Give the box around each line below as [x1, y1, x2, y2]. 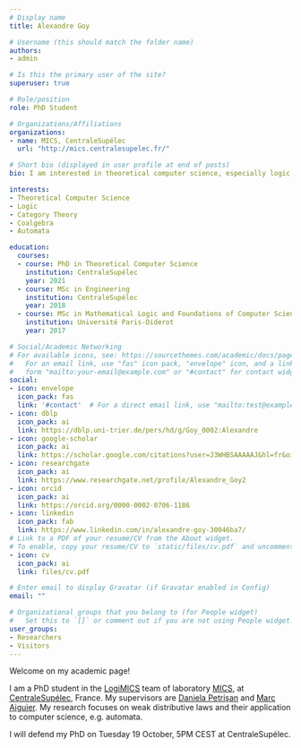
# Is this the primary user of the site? [9, 71, 167, 80]
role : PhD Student [9, 103, 78, 112]
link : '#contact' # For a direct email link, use [17, 400, 211, 409]
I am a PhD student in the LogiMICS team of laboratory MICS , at [9, 683, 245, 694]
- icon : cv [9, 550, 50, 560]
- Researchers [9, 632, 63, 641]
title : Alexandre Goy [9, 21, 90, 30]
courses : [17, 252, 50, 261]
